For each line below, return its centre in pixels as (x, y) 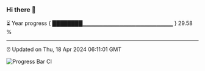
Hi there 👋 (21, 10)
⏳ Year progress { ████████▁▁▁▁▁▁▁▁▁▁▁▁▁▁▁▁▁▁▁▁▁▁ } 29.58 (100, 23)
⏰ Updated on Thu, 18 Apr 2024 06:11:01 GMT (64, 49)
